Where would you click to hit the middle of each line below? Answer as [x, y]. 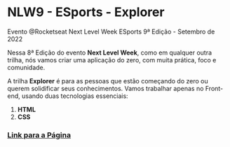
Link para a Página [39, 135]
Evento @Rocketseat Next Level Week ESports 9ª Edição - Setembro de [111, 31]
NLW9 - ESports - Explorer [86, 12]
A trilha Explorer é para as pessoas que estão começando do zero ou [108, 80]
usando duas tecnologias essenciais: [75, 96]
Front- [214, 88]
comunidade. [26, 67]
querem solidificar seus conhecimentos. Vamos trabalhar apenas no [106, 88]
